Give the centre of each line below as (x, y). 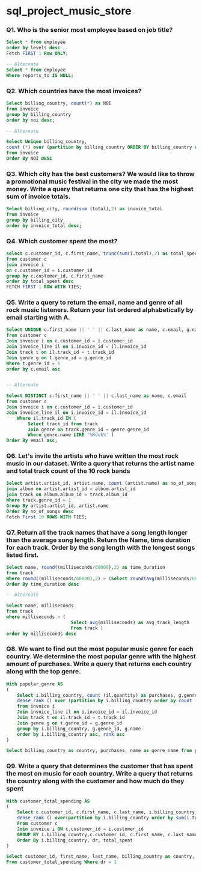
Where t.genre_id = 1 (33, 363)
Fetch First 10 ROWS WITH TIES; (47, 517)
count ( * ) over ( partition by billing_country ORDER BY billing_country (99, 147)
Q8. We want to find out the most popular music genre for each (100, 649)
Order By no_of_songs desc (40, 511)
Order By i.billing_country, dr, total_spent (75, 840)
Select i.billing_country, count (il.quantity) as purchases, (96, 695)
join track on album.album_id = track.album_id (67, 495)
